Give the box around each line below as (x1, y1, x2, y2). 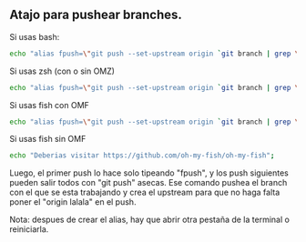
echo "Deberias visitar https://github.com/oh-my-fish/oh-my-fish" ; (9, 151, 275, 160)
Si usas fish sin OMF (9, 134, 87, 145)
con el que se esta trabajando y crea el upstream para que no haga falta (9, 187, 280, 198)
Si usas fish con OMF (9, 99, 89, 110)
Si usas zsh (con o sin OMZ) (9, 66, 116, 76)
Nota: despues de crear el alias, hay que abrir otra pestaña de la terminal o (9, 214, 290, 226)
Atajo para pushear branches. (9, 7, 182, 23)
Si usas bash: (9, 31, 60, 42)
